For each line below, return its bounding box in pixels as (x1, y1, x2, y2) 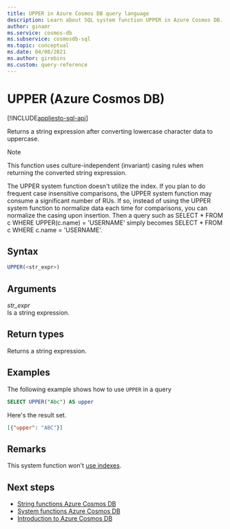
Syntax (7, 245, 39, 257)
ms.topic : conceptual (7, 42, 70, 49)
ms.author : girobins (7, 55, 67, 62)
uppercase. (7, 134, 40, 143)
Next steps (7, 481, 55, 493)
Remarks (7, 443, 47, 455)
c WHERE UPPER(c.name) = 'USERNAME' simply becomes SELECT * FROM (7, 218, 222, 227)
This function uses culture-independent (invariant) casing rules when (7, 161, 204, 169)
